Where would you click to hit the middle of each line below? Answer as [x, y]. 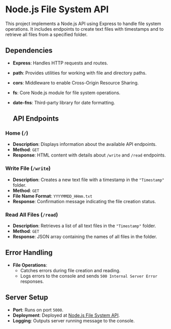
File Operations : [30, 265]
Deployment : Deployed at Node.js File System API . [66, 315]
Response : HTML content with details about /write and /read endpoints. [89, 155]
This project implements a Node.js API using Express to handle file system [83, 24]
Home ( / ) [17, 133]
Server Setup [27, 298]
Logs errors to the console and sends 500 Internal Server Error [89, 276]
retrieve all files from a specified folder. [46, 34]
